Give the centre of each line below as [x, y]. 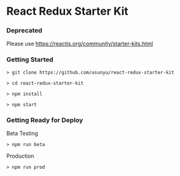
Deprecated [25, 31]
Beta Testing [22, 134]
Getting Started [30, 59]
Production [20, 156]
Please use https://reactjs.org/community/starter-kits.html [80, 44]
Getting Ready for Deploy [45, 120]
